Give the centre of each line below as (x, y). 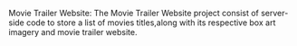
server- (274, 13)
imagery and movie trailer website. (73, 32)
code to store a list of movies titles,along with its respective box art (151, 23)
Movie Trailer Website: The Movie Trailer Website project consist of (134, 13)
